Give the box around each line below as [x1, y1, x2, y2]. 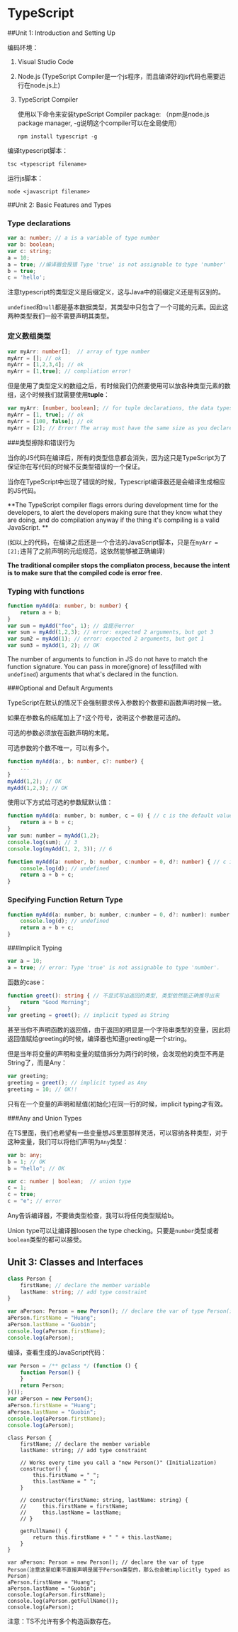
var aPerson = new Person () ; [7, 1395, 93, 1402]
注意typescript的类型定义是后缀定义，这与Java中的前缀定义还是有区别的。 [7, 288, 225, 297]
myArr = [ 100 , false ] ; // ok [7, 417, 93, 425]
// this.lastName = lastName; [20, 1509, 122, 1516]
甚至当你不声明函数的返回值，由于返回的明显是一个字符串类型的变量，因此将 [7, 1025, 231, 1034]
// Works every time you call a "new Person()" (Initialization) [20, 1459, 217, 1466]
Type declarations [7, 218, 72, 228]
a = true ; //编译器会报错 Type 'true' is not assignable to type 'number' [7, 261, 227, 268]
